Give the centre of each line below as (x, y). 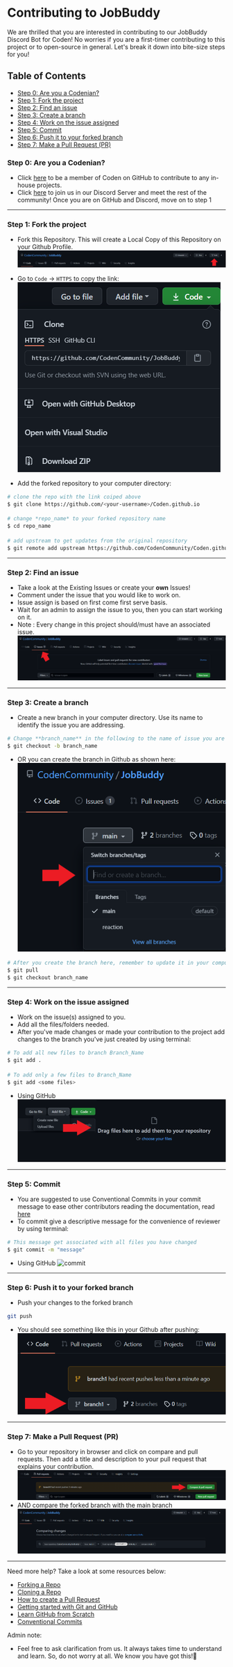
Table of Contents (47, 76)
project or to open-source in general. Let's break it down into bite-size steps (116, 47)
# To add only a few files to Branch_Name (69, 1075)
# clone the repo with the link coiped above (74, 497)
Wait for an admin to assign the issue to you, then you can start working (120, 610)
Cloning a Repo (39, 1592)
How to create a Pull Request (59, 1600)
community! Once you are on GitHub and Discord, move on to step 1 (114, 200)
